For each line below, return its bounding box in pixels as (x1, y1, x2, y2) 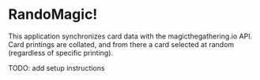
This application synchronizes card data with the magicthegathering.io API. (8, 31, 253, 41)
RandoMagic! (8, 5, 98, 24)
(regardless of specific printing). (8, 48, 113, 57)
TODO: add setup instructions (8, 63, 105, 72)
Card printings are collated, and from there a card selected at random (8, 39, 235, 49)
